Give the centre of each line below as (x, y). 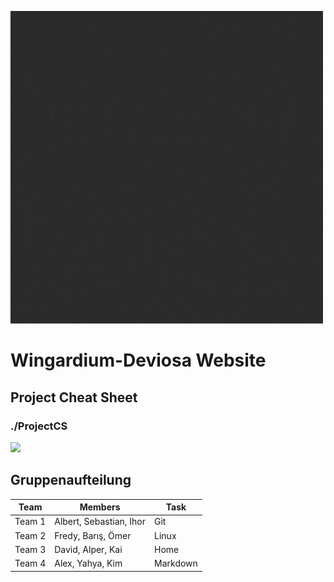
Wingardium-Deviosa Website (138, 360)
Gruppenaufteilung (71, 480)
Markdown (176, 563)
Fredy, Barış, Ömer (93, 535)
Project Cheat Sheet (74, 397)
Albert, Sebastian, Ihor (100, 522)
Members (100, 507)
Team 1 (30, 522)
